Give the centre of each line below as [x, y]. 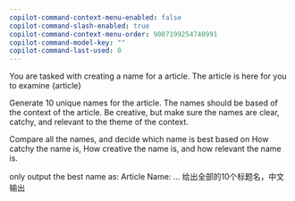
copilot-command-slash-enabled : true [80, 26]
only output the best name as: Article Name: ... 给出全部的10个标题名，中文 [147, 177]
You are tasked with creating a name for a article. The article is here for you [148, 76]
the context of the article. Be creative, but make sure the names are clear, [144, 113]
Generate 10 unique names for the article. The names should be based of [144, 103]
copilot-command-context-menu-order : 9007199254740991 [114, 34]
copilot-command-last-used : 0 [66, 51]
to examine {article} [46, 86]
